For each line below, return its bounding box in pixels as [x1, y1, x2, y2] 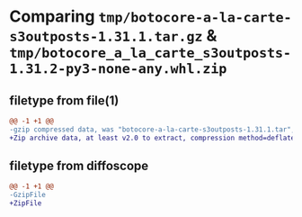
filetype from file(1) [9, 93, 120, 108]
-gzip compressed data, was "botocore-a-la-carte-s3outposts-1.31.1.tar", [9, 124, 296, 134]
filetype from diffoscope [9, 158, 149, 174]
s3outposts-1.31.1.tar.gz [9, 29, 203, 46]
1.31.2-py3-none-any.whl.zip [9, 60, 227, 77]
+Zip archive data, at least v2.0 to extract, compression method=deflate [9, 133, 296, 142]
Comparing [9, 6, 95, 27]
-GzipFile [9, 191, 47, 200]
